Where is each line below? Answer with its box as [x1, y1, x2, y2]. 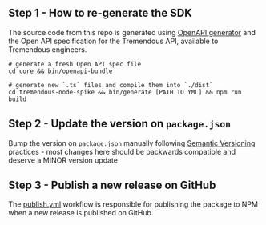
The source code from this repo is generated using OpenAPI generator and [8, 27, 256, 37]
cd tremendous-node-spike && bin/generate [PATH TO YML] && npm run [8, 88, 242, 96]
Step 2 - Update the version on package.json [8, 117, 231, 131]
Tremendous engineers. [8, 44, 87, 54]
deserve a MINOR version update [8, 155, 119, 165]
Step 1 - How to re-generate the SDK [8, 6, 192, 20]
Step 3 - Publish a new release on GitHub [8, 179, 216, 192]
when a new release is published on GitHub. [8, 208, 154, 218]
